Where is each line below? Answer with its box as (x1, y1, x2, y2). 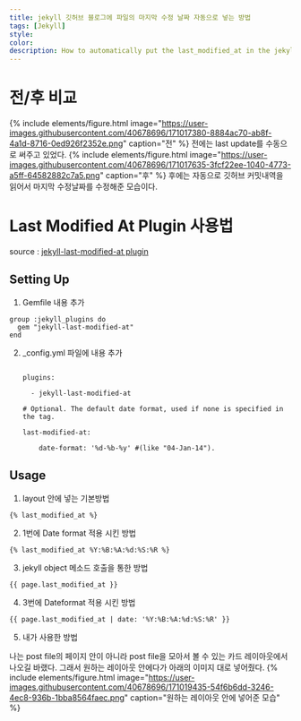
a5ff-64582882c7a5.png (9, 170, 100, 181)
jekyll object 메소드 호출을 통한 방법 (21, 562, 149, 573)
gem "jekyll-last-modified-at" (17, 322, 134, 331)
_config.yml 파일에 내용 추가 (21, 347, 123, 358)
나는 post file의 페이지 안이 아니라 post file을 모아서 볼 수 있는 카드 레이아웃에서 (9, 650, 288, 661)
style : (9, 30, 34, 39)
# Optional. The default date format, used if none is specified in (21, 404, 284, 413)
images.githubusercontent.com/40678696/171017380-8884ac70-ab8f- (9, 127, 272, 139)
